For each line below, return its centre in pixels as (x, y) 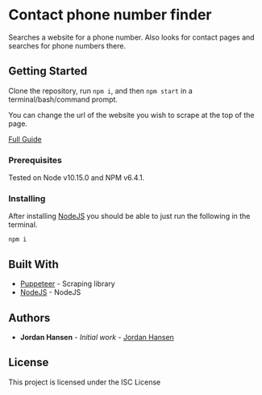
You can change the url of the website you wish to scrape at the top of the (131, 115)
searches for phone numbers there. (67, 45)
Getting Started (48, 71)
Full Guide (25, 139)
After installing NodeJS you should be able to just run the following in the (129, 216)
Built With (33, 264)
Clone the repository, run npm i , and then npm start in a (101, 90)
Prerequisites (35, 160)
